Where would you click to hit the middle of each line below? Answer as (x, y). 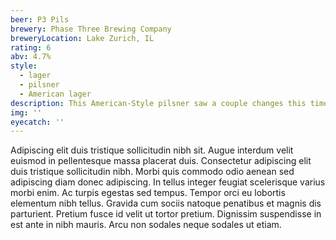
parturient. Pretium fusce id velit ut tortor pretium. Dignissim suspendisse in (166, 214)
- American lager (55, 94)
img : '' (26, 112)
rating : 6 (31, 47)
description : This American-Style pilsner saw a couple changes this (158, 103)
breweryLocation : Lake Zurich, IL (82, 38)
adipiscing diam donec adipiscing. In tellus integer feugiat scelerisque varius (168, 182)
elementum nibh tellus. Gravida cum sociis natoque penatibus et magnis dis (166, 203)
